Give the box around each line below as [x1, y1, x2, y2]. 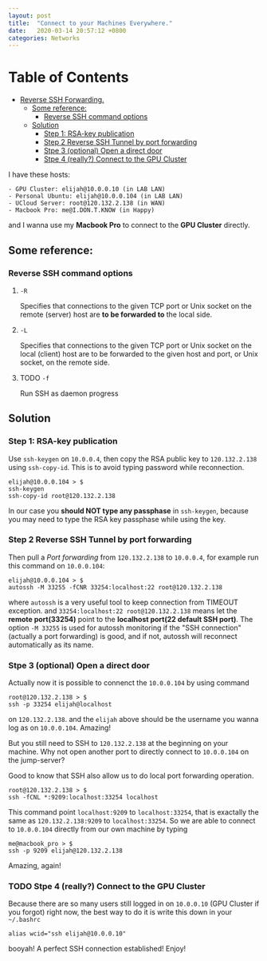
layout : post [8, 11, 52, 20]
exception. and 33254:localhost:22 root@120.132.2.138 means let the [8, 605, 238, 616]
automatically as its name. [8, 640, 94, 649]
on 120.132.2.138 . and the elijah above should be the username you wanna [8, 715, 259, 724]
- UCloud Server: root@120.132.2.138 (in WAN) [8, 199, 166, 208]
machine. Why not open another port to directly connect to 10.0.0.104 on [8, 747, 249, 756]
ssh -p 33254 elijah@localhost [8, 700, 112, 708]
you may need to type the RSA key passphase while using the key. [8, 514, 226, 524]
